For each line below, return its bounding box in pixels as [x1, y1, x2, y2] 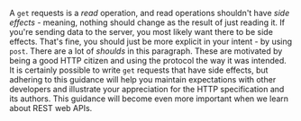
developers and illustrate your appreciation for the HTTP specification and [9, 84, 285, 94]
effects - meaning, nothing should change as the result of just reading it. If [9, 17, 286, 28]
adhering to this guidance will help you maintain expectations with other [9, 74, 277, 84]
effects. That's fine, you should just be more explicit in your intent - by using [9, 36, 293, 47]
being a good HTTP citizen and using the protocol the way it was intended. [9, 56, 287, 65]
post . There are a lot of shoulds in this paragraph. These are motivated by [9, 46, 283, 56]
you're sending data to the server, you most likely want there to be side [9, 27, 273, 37]
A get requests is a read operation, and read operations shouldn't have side [9, 8, 290, 18]
